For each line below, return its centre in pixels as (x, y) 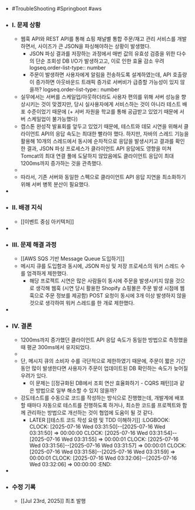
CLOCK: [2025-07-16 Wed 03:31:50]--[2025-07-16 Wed (97, 427)
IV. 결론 (22, 326)
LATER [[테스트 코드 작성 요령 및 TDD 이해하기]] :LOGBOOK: (100, 420)
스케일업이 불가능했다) (52, 119)
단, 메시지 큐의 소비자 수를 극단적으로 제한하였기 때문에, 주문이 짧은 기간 (103, 361)
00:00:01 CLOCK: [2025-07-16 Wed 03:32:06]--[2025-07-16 (103, 458)
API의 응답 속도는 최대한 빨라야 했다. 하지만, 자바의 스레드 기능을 (115, 134)
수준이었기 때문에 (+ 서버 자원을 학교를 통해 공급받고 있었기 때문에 (103, 112)
